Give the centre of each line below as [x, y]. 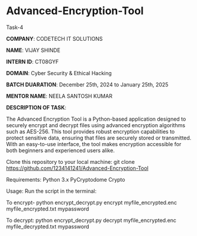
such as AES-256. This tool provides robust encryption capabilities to [91, 131]
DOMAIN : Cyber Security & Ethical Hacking [59, 73]
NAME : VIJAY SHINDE [33, 50]
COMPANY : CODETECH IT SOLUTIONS [54, 38]
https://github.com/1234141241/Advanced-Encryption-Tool [77, 168]
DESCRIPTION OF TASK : [36, 107]
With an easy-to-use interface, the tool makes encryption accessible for [94, 144]
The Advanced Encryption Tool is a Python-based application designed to [96, 119]
